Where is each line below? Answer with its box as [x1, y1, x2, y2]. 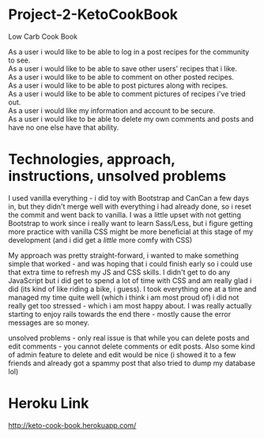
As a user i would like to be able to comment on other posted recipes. [8, 72, 235, 81]
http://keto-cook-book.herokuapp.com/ [8, 421, 137, 430]
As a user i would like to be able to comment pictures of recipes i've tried [8, 89, 247, 98]
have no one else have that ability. [8, 123, 119, 132]
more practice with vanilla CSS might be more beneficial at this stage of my [8, 227, 254, 236]
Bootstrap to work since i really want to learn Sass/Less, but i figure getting [8, 218, 253, 228]
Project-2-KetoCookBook [8, 6, 179, 24]
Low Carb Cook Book [8, 32, 77, 41]
